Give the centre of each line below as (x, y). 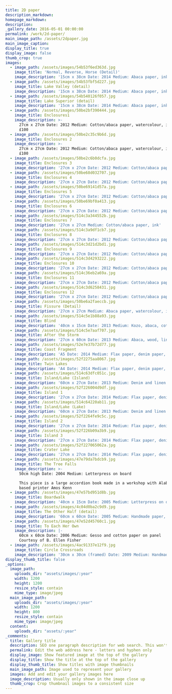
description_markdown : (29, 15)
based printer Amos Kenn (45, 488)
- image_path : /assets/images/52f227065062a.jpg (63, 445)
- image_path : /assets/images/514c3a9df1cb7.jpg (63, 230)
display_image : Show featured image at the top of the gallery (79, 655)
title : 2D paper (23, 10)
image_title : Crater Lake (42, 450)
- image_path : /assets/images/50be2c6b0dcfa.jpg (63, 158)
